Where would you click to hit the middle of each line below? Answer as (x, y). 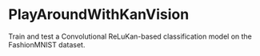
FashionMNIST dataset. (47, 44)
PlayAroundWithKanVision (99, 15)
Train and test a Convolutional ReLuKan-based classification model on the (130, 36)
